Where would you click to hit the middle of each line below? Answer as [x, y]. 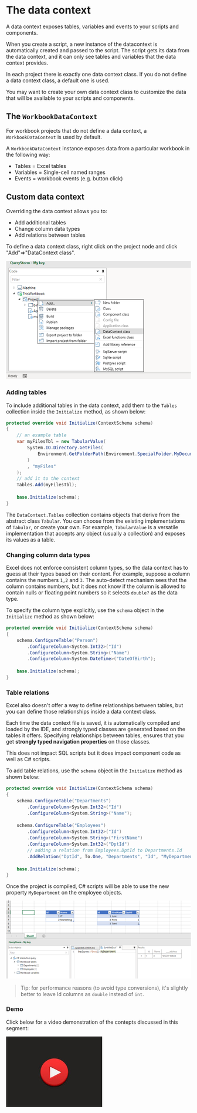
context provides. [27, 63]
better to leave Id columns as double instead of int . [82, 994]
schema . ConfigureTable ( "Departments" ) [64, 801]
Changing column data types [48, 554]
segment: [18, 1028]
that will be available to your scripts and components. [71, 98]
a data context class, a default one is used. [58, 80]
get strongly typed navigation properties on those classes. [78, 742]
